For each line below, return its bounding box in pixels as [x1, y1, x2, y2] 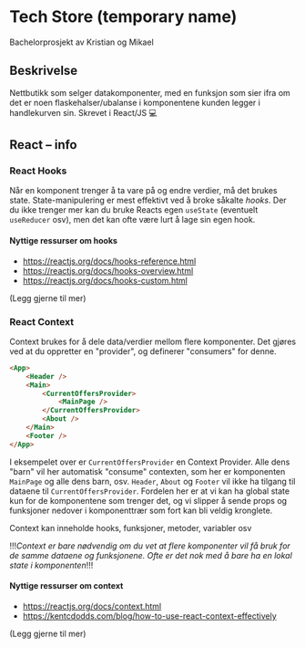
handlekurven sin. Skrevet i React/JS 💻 [9, 107, 158, 118]
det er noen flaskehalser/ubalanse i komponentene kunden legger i [9, 97, 261, 108]
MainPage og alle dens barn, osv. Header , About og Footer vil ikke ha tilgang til [9, 476, 296, 486]
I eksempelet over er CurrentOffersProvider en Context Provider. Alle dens [9, 456, 290, 467]
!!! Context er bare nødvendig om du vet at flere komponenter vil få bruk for [9, 540, 291, 551]
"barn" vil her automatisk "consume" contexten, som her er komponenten [9, 465, 286, 476]
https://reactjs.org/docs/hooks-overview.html [22, 265, 194, 276]
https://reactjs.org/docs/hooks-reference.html [22, 256, 197, 267]
